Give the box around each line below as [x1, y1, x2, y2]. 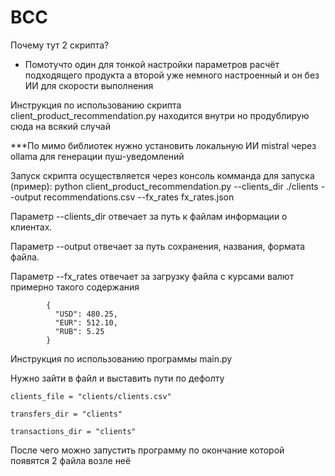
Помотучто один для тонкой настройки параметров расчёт [24, 58, 280, 70]
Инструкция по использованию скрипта [10, 99, 182, 111]
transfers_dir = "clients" [10, 409, 123, 419]
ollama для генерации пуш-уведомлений [10, 150, 185, 162]
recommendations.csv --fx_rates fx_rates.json [43, 191, 235, 203]
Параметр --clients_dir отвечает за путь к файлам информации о [10, 210, 288, 222]
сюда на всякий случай [10, 120, 111, 132]
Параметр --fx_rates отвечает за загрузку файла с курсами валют [10, 270, 295, 282]
